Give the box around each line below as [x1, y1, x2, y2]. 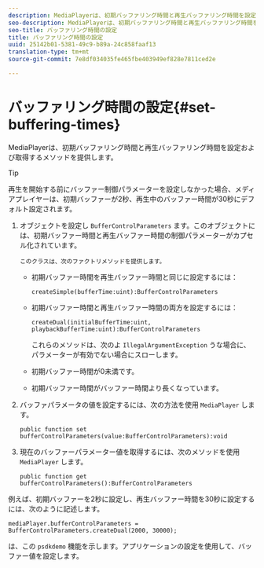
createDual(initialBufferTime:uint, [31, 318, 152, 326]
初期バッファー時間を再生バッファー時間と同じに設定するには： [31, 272, 238, 281]
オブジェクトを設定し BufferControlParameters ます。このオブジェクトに [19, 221, 255, 230]
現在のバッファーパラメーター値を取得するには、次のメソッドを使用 [19, 447, 240, 456]
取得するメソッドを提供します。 [14, 152, 118, 162]
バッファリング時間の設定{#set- [8, 99, 216, 116]
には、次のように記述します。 [8, 504, 104, 513]
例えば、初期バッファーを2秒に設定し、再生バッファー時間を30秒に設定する [8, 494, 255, 504]
